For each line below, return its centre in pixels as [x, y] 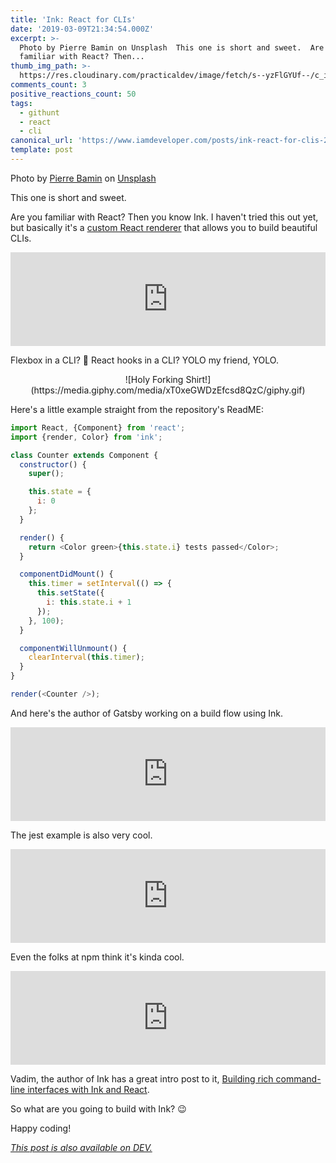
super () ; [46, 474]
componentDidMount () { [66, 574]
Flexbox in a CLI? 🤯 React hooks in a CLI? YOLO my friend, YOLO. [144, 360]
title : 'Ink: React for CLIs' [73, 19]
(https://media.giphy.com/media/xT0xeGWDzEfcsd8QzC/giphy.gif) [168, 390]
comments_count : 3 [48, 85]
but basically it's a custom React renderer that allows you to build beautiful [164, 227]
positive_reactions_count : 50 [73, 94]
